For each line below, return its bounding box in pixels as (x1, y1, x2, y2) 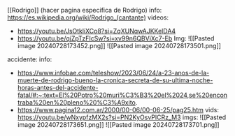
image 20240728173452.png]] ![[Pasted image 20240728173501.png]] (17, 42, 222, 50)
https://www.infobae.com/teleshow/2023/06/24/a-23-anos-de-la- (17, 69, 210, 77)
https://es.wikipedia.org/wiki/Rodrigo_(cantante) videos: (7, 13, 169, 22)
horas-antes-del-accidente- (17, 84, 99, 91)
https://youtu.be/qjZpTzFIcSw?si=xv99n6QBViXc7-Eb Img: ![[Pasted (17, 34, 215, 43)
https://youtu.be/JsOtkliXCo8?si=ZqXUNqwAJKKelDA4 (17, 27, 176, 35)
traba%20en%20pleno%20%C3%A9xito (17, 98, 136, 107)
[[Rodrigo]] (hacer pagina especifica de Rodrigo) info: (7, 6, 162, 14)
